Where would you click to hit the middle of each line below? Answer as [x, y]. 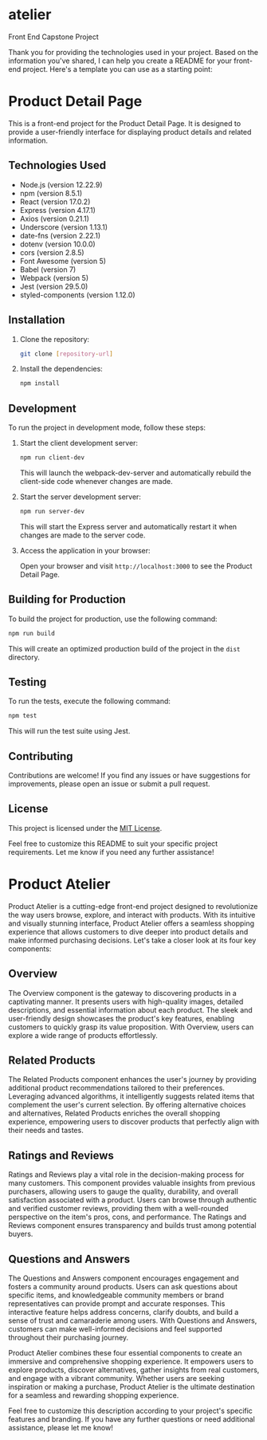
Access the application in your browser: [85, 550]
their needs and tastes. [46, 1131]
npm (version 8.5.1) [51, 193]
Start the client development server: [79, 443]
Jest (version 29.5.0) [54, 286]
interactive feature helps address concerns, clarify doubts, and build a [124, 1312]
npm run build [32, 633]
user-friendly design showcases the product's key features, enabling [122, 1018]
